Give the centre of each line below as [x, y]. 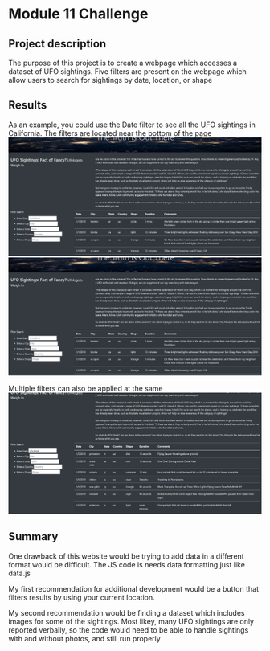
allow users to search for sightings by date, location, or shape [110, 80]
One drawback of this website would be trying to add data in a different [126, 556]
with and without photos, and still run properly [84, 638]
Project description [57, 44]
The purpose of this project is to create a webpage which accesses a [123, 63]
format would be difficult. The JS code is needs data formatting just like [127, 564]
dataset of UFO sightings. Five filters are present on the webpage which [127, 72]
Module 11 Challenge [78, 14]
